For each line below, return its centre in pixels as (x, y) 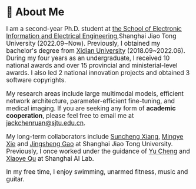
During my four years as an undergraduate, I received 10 (88, 58)
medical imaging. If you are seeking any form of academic (91, 108)
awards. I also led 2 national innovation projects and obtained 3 (98, 73)
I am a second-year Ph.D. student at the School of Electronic (94, 29)
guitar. (15, 180)
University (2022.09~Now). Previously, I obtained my (83, 43)
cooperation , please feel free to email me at (70, 116)
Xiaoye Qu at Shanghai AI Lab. (50, 158)
